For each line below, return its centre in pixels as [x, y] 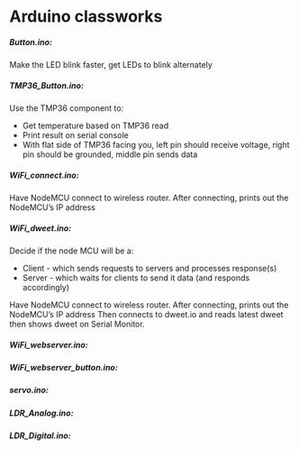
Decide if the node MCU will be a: [72, 251]
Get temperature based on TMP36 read [95, 126]
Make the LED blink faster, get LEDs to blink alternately [111, 65]
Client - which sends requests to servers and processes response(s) [149, 269]
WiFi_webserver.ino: [49, 344]
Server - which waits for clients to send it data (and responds [136, 278]
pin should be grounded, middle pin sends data [110, 154]
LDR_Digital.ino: [40, 436]
